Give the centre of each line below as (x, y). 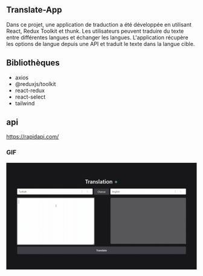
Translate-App (34, 10)
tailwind (25, 103)
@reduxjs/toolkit (35, 84)
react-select (30, 97)
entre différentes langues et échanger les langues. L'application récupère (97, 37)
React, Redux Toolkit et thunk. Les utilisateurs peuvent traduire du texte (95, 31)
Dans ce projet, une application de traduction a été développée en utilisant (99, 24)
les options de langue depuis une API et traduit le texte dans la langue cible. (101, 44)
